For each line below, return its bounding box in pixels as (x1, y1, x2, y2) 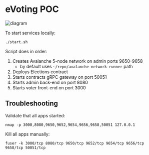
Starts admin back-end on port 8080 (12, 79, 88, 85)
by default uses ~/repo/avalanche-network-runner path (19, 63, 133, 69)
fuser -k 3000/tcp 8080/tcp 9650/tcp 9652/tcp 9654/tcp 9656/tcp (5, 140, 144, 146)
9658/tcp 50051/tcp (5, 145, 46, 150)
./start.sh (5, 39, 28, 45)
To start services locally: (5, 30, 56, 36)
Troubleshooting (5, 99, 58, 108)
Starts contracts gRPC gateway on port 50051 (12, 74, 107, 80)
